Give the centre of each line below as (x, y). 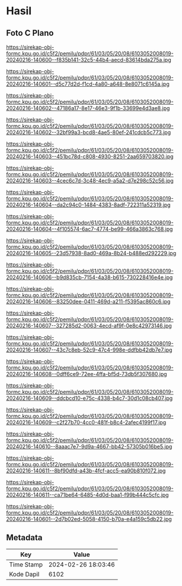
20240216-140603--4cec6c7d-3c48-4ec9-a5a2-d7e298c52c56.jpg (90, 181)
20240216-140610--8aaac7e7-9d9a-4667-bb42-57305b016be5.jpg (89, 446)
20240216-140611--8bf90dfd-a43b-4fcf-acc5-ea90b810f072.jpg (86, 471)
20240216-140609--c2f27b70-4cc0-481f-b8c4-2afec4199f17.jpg (86, 422)
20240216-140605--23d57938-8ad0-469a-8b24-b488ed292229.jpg (91, 253)
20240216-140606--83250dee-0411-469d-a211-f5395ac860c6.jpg (88, 301)
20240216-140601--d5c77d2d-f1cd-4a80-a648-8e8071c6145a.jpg (88, 84)
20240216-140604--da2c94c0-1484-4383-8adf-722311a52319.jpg (88, 205)
